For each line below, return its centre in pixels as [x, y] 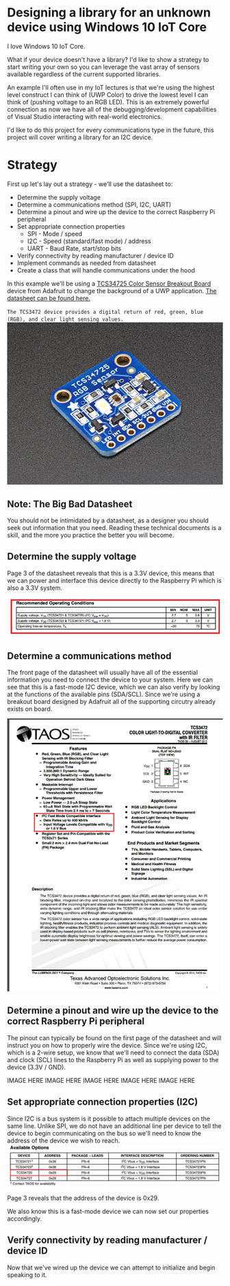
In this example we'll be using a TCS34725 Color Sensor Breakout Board [109, 284]
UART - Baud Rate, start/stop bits [74, 248]
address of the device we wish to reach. [64, 1140]
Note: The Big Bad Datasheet [70, 504]
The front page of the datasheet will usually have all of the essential [103, 672]
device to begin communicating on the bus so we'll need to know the [104, 1133]
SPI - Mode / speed [55, 233]
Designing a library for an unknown [109, 13]
